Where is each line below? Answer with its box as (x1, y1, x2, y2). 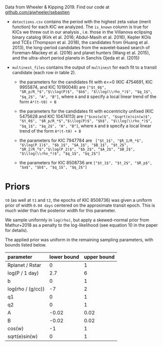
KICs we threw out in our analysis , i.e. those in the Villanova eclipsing (12, 29, 152, 35)
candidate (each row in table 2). (12, 70, 76, 75)
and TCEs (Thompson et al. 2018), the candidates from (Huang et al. (12, 39, 149, 45)
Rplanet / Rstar (7, 262, 41, 269)
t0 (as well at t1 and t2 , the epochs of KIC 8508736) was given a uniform (5, 197, 152, 203)
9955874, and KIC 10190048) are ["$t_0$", (19, 84, 107, 90)
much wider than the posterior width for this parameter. (5, 207, 116, 213)
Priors (5, 181, 30, 192)
